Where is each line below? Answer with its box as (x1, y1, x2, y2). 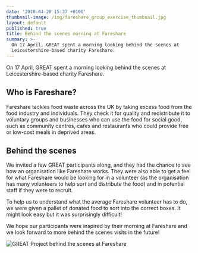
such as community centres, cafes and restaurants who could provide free (6, 122, 189, 129)
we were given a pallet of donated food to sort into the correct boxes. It (6, 205, 181, 212)
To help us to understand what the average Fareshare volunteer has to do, (6, 198, 188, 205)
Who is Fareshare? (6, 88, 77, 98)
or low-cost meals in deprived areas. (6, 129, 96, 136)
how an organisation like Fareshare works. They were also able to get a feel (6, 168, 191, 175)
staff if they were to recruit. (6, 187, 73, 194)
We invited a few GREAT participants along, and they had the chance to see (6, 161, 191, 168)
